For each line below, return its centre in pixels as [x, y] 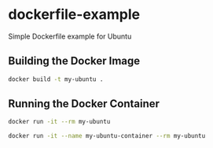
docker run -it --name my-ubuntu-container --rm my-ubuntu [107, 136]
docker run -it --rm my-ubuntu [59, 122]
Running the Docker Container [84, 104]
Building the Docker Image [74, 61]
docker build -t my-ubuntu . [56, 79]
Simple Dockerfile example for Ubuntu [70, 36]
